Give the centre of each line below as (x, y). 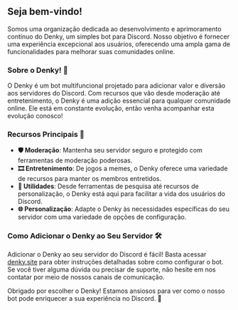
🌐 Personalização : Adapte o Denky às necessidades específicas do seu (123, 209)
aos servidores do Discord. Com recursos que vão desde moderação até (114, 93)
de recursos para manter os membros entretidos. (90, 179)
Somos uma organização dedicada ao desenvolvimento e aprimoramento (114, 29)
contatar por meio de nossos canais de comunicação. (86, 277)
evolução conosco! (35, 116)
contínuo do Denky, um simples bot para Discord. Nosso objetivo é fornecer (118, 36)
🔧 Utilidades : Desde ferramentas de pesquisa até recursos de (108, 186)
